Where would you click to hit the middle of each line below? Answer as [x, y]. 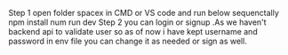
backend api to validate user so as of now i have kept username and [133, 31]
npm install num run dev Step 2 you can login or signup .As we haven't [138, 22]
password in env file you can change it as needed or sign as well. [128, 41]
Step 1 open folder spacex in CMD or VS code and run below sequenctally [144, 13]
